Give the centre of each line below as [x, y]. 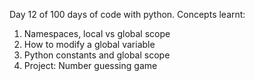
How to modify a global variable [89, 44]
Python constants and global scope [97, 55]
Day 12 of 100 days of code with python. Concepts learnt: [127, 14]
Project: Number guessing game [90, 65]
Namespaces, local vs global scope [97, 33]
